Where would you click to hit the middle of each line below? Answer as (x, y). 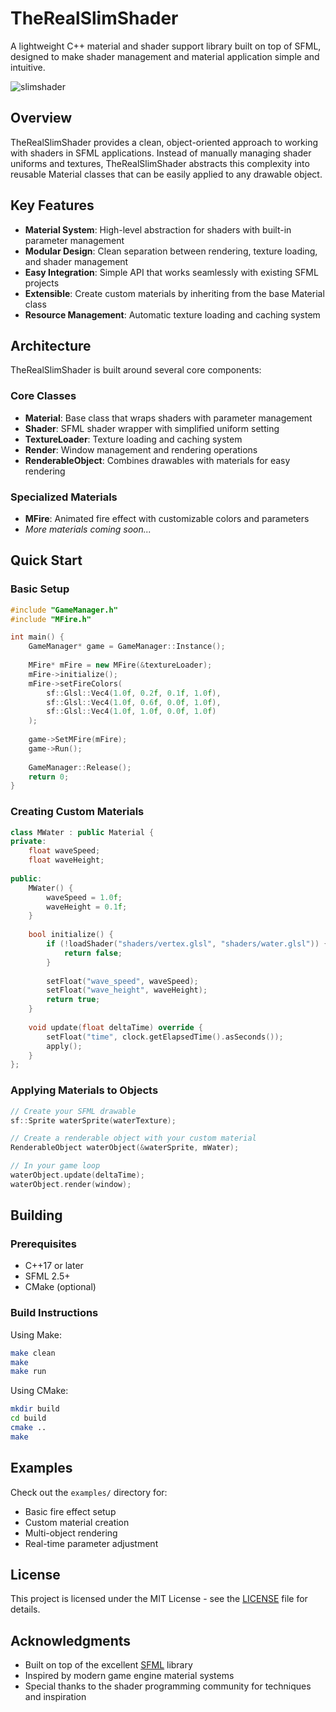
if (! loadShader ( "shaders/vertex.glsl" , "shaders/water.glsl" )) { (187, 944)
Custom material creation (77, 1522)
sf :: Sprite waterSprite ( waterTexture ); (93, 1120)
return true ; (73, 1000)
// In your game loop (55, 1166)
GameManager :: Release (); (80, 767)
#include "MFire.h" (51, 619)
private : (28, 842)
